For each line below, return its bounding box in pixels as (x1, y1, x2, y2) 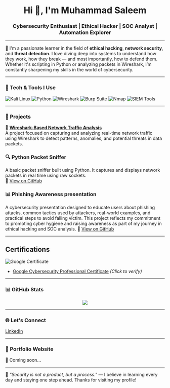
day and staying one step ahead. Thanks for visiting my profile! (5, 377, 137, 383)
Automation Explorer (59, 29, 111, 36)
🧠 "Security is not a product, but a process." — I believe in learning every (5, 372, 158, 378)
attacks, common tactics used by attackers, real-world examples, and (5, 210, 151, 216)
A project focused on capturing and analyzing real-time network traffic (5, 130, 153, 136)
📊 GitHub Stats (5, 286, 44, 293)
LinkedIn (5, 328, 23, 334)
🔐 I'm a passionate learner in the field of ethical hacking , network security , (5, 45, 163, 51)
